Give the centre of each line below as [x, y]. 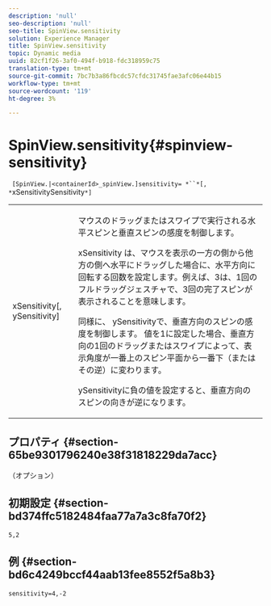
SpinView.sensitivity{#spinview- [121, 145]
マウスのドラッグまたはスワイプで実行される [163, 221]
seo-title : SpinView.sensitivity [65, 31]
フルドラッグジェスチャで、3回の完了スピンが [165, 289]
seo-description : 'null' [50, 23]
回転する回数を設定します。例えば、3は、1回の [168, 277]
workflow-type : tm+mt [45, 83]
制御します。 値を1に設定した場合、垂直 [170, 334]
